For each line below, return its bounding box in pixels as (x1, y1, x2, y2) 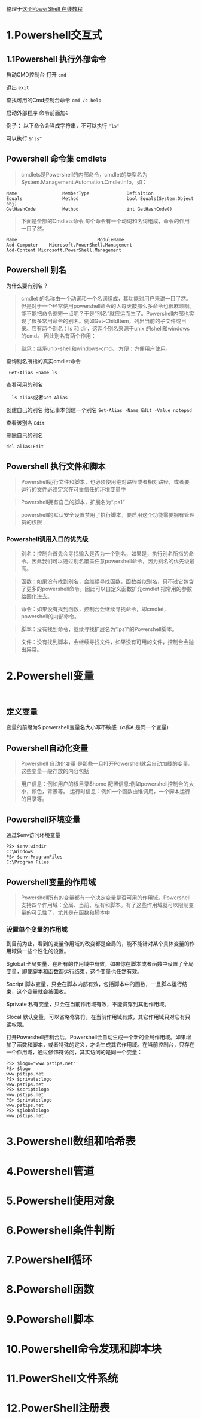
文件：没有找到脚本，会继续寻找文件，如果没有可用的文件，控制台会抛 (20, 638, 194, 645)
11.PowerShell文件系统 (6, 1372, 118, 1385)
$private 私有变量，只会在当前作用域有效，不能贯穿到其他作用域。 (6, 1000, 170, 1008)
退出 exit (6, 84, 29, 91)
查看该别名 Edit (6, 419, 45, 426)
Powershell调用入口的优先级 (6, 535, 89, 544)
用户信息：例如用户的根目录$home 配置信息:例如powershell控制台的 (20, 780, 189, 787)
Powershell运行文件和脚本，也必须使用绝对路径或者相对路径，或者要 (20, 478, 190, 486)
